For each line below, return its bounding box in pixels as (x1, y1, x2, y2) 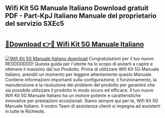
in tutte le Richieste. (5, 109, 45, 114)
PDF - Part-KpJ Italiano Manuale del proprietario (5, 12, 157, 20)
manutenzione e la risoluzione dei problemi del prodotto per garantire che (5, 82, 155, 88)
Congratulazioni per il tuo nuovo (88, 56, 154, 61)
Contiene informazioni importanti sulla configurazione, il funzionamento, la (5, 77, 157, 82)
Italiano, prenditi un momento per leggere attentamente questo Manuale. (5, 71, 153, 77)
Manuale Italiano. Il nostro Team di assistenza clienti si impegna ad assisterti (5, 103, 161, 109)
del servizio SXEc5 (5, 19, 64, 28)
